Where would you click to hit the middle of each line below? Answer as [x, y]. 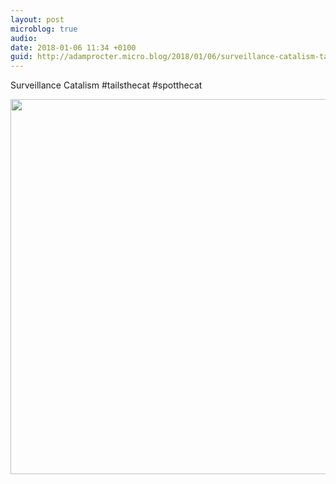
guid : [21, 57]
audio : [24, 38]
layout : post [37, 19]
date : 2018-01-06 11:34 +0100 [73, 47]
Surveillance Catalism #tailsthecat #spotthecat [106, 85]
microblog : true [44, 29]
